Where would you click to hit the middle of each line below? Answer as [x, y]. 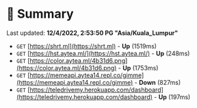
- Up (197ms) [172, 97]
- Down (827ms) [158, 82]
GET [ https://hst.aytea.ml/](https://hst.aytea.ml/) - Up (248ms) [103, 53]
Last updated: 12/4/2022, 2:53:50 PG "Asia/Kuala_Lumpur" [92, 33]
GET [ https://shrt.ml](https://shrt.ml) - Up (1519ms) [87, 46]
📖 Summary [40, 14]
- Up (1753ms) [138, 68]
